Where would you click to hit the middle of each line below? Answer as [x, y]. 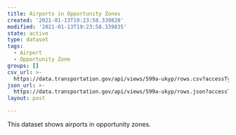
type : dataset [28, 40]
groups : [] [23, 66]
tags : [15, 46]
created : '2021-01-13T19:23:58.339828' [66, 20]
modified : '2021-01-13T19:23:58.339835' [67, 27]
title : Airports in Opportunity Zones [64, 14]
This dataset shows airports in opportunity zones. [79, 124]
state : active [28, 33]
